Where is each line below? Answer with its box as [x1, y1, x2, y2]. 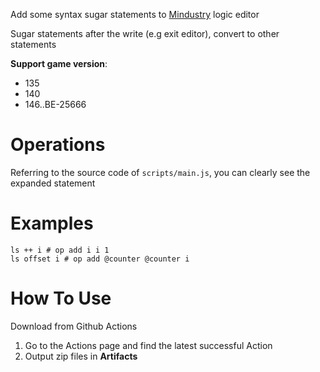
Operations [10, 134, 106, 156]
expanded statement [10, 177, 96, 189]
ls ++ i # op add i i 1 [10, 245, 110, 255]
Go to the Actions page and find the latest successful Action [24, 339, 273, 351]
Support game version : [10, 58, 108, 69]
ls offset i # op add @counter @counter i [10, 254, 190, 264]
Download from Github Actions [10, 320, 138, 332]
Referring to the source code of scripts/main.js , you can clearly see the [10, 166, 311, 178]
